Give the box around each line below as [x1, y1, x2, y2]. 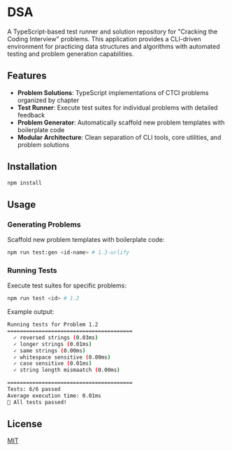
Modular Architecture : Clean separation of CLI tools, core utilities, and [17, 133, 222, 141]
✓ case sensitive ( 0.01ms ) [13, 360, 92, 367]
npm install [7, 179, 42, 186]
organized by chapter [17, 96, 80, 104]
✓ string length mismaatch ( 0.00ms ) [13, 366, 120, 374]
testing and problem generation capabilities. [7, 50, 134, 58]
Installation [7, 161, 57, 173]
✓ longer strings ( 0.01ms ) [13, 341, 92, 348]
